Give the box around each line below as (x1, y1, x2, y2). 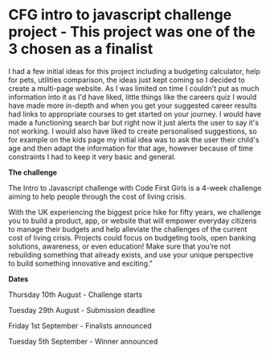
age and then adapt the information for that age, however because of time (8, 143, 253, 153)
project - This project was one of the (8, 23, 256, 41)
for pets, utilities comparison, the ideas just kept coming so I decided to (8, 75, 245, 84)
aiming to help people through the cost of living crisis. (8, 191, 186, 201)
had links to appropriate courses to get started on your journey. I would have (8, 109, 262, 118)
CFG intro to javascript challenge (8, 6, 232, 24)
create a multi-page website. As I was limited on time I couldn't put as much (8, 83, 260, 93)
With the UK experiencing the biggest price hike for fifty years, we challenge (8, 207, 262, 216)
